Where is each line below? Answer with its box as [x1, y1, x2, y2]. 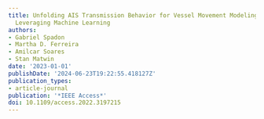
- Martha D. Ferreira [8, 41, 79, 49]
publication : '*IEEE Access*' [8, 92, 108, 99]
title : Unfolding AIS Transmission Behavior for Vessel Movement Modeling [8, 11, 258, 20]
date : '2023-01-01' [8, 63, 72, 70]
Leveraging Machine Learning [15, 19, 111, 27]
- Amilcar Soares [8, 48, 65, 56]
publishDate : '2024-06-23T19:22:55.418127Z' [8, 70, 156, 78]
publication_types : [8, 77, 72, 85]
